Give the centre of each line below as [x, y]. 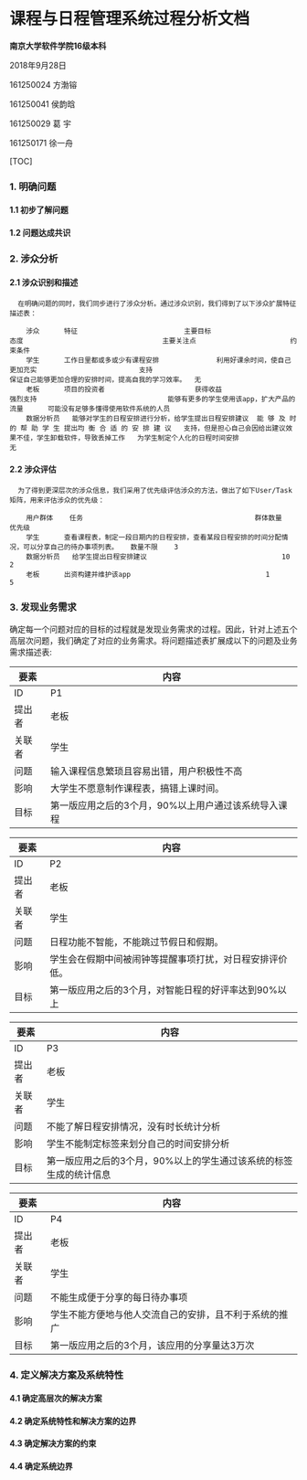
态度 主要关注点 [103, 341]
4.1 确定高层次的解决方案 [56, 1399]
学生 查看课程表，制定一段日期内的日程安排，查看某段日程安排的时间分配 [153, 538]
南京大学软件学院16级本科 [58, 46]
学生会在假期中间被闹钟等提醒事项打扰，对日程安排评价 [169, 959]
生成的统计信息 [79, 1174]
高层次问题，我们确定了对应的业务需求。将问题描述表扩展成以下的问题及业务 [153, 640]
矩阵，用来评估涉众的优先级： [57, 500]
